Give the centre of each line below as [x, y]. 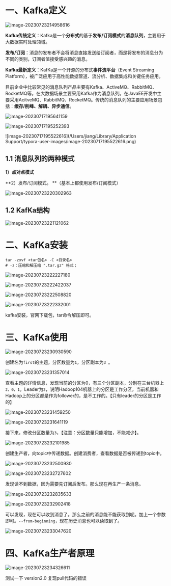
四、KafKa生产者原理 [50, 553]
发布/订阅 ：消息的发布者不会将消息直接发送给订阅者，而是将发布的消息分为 [84, 52]
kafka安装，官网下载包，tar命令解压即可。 [50, 315]
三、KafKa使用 [36, 337]
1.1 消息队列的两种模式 [40, 159]
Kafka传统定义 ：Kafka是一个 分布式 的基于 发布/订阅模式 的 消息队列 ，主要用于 [85, 35]
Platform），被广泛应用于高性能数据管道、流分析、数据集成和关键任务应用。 [84, 76]
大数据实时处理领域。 [27, 42]
